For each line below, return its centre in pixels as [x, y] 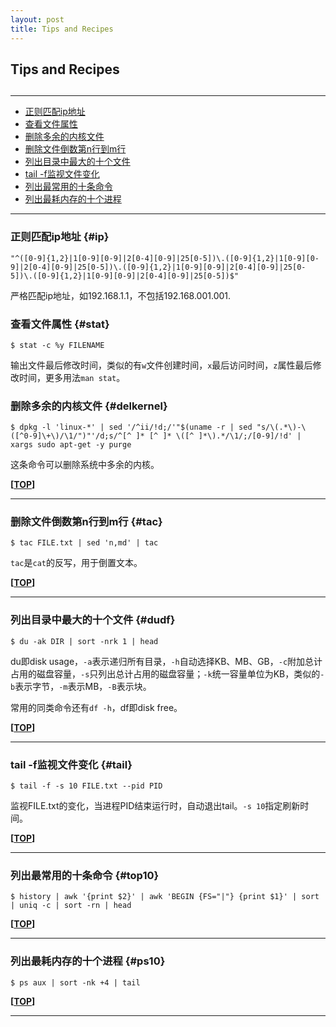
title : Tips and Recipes [62, 29]
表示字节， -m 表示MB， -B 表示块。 [83, 686]
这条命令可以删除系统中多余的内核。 [85, 465]
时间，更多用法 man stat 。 [72, 377]
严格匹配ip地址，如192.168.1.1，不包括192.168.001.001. [121, 295]
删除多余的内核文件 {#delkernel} [89, 406]
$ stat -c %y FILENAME [57, 345]
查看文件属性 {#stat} [60, 324]
